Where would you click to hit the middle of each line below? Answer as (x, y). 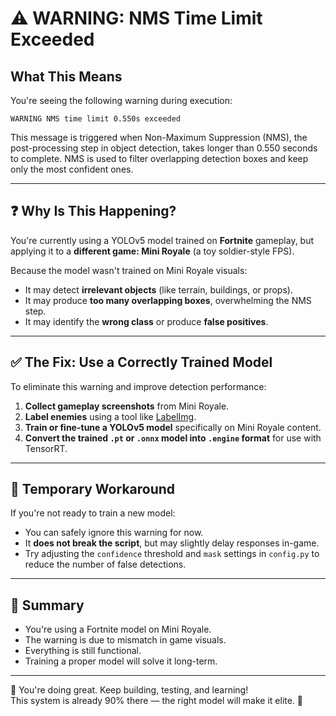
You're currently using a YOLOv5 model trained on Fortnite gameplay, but (162, 240)
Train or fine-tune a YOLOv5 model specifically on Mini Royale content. (173, 427)
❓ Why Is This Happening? (93, 211)
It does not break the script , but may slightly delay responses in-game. (172, 543)
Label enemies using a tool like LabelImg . (110, 416)
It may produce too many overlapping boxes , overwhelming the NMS (168, 300)
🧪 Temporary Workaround (93, 489)
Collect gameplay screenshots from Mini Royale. (127, 406)
